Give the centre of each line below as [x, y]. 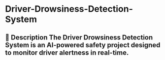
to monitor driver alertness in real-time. [67, 52]
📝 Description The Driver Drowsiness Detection [79, 37]
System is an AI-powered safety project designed [83, 45]
